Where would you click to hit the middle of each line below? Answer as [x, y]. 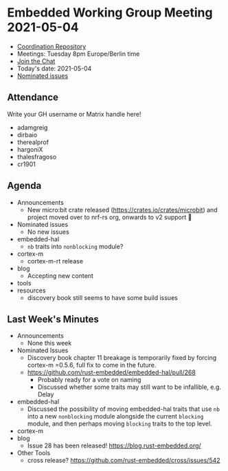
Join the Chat [36, 61]
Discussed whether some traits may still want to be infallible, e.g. [129, 387]
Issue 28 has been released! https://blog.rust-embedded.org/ [114, 445]
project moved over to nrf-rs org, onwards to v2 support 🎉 [110, 217]
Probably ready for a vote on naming [89, 380]
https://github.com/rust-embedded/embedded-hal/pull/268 [111, 372]
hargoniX [30, 149]
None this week [49, 343]
